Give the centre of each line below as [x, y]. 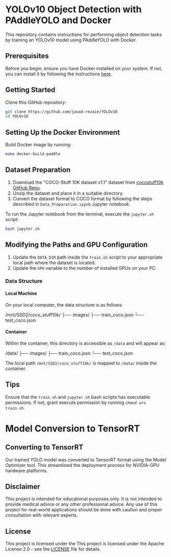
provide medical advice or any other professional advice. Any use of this [81, 504]
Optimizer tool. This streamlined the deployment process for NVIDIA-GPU [82, 465]
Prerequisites [27, 56]
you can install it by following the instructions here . [59, 74]
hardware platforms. [27, 470]
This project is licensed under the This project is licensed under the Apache [85, 544]
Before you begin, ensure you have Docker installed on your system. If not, [84, 68]
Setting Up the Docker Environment [63, 132]
